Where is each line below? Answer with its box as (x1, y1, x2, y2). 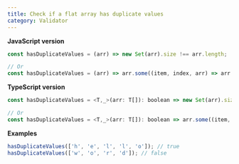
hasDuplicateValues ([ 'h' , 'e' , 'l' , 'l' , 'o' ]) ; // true (7, 143, 180, 150)
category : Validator (7, 17, 69, 24)
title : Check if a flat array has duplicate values (7, 10, 164, 18)
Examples (7, 129, 38, 138)
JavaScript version (7, 36, 65, 45)
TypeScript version (7, 83, 65, 91)
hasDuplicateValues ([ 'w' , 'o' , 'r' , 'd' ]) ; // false (7, 149, 167, 157)
